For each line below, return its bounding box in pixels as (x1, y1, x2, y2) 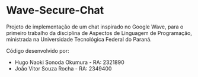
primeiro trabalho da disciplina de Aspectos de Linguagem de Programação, (6, 29, 193, 36)
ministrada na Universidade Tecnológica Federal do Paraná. (6, 36, 152, 43)
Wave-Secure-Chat (6, 4, 104, 17)
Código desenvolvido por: (6, 47, 69, 54)
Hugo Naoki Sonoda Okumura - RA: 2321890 (14, 59, 124, 66)
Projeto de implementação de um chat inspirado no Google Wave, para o (6, 23, 184, 30)
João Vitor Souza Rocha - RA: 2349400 (14, 65, 112, 72)
